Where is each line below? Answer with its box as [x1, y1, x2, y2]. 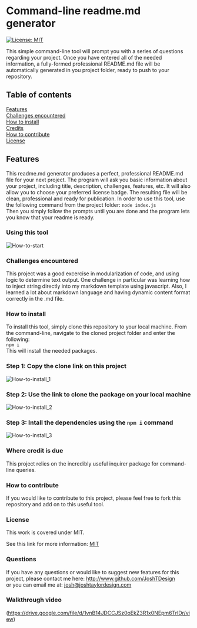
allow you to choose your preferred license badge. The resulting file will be [6, 188, 188, 196]
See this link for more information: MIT [6, 541, 99, 548]
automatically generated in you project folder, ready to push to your [6, 66, 169, 73]
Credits [6, 124, 24, 131]
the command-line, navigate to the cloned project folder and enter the [6, 330, 175, 337]
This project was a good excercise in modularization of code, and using [6, 270, 179, 277]
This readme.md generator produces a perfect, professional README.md [6, 170, 183, 177]
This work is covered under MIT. [6, 529, 85, 536]
